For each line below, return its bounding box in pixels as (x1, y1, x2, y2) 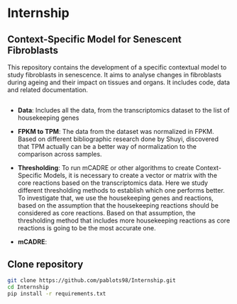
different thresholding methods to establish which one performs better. (17, 186, 225, 195)
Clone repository (7, 258, 84, 270)
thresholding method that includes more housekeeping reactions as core (17, 216, 231, 225)
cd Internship (7, 283, 50, 291)
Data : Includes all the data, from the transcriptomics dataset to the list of (17, 106, 230, 115)
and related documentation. (7, 86, 89, 94)
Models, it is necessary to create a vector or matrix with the (43, 171, 218, 180)
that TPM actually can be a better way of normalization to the (17, 142, 197, 151)
